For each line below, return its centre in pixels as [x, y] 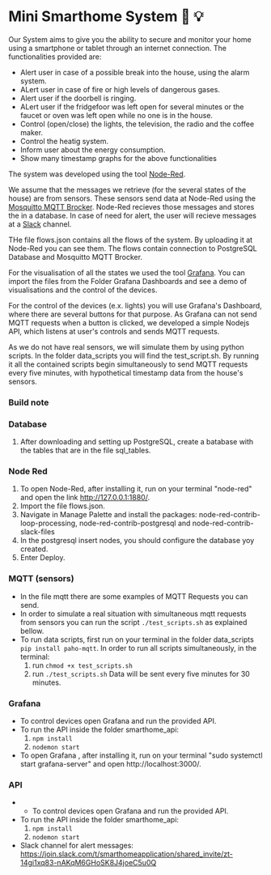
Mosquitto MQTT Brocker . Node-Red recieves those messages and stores [131, 206]
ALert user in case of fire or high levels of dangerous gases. [120, 89]
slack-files [37, 532]
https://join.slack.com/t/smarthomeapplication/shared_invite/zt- [126, 854]
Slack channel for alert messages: [76, 846]
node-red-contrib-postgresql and [135, 523]
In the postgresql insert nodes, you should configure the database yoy [137, 541]
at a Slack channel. [40, 224]
